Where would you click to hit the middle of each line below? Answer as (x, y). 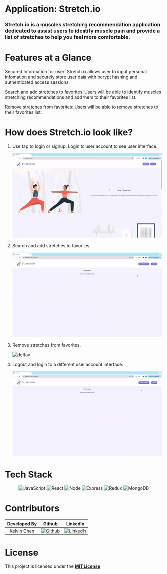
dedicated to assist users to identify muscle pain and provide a (83, 31)
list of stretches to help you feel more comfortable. (68, 37)
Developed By (22, 524)
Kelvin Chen (22, 531)
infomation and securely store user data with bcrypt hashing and (71, 77)
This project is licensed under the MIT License (53, 566)
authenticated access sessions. (38, 82)
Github (50, 524)
